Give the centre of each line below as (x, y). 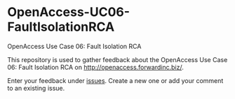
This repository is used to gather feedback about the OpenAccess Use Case (117, 59)
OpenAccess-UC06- (69, 12)
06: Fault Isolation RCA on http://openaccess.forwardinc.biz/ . (95, 67)
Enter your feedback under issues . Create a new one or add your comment (115, 80)
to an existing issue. (36, 88)
